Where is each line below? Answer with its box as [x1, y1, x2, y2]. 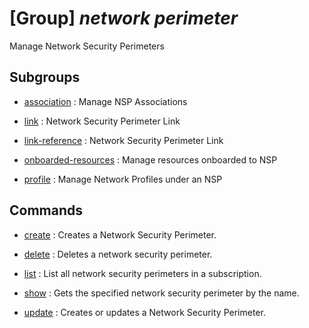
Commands [9, 202, 84, 219]
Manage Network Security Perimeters [9, 40, 165, 52]
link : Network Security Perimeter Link [23, 115, 181, 127]
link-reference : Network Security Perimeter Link [23, 134, 224, 146]
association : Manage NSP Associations [23, 95, 188, 107]
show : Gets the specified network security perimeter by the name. [23, 287, 300, 299]
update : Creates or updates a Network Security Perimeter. [23, 306, 266, 318]
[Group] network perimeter [9, 7, 239, 30]
